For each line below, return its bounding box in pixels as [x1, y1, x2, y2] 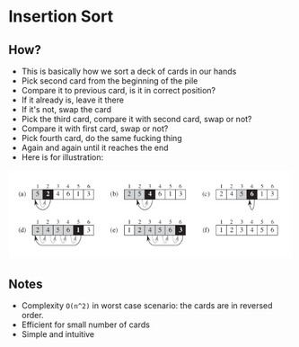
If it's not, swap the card [21, 104, 112, 114]
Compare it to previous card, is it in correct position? [21, 85, 216, 95]
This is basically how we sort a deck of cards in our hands [21, 66, 237, 76]
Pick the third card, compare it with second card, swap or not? [21, 114, 252, 124]
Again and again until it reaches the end [21, 142, 169, 153]
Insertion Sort [8, 6, 114, 27]
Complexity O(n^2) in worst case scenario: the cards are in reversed [21, 299, 273, 311]
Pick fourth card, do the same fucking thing [21, 133, 182, 143]
